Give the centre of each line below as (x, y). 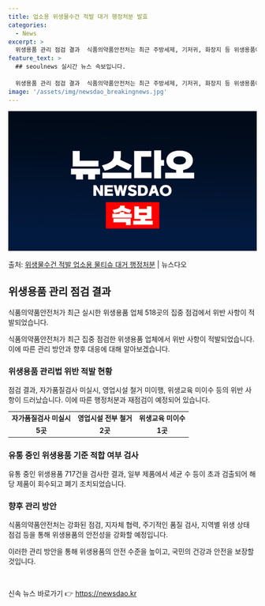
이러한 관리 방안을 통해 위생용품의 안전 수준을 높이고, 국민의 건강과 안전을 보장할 (131, 551)
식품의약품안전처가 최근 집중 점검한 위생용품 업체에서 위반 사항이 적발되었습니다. (131, 339)
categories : (28, 25)
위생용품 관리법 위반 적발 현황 (60, 371)
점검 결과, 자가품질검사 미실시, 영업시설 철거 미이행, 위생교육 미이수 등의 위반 (126, 390)
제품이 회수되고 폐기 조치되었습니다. (71, 484)
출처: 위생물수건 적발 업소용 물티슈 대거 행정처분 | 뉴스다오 (98, 264)
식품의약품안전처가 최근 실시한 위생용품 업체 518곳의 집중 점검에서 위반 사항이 (127, 312)
